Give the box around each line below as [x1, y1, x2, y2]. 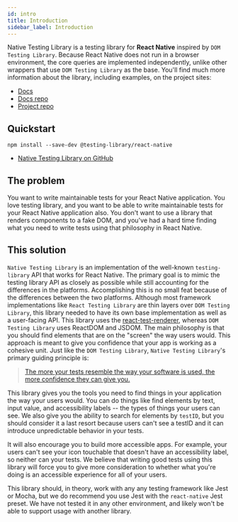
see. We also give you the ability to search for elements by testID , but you [7, 411, 225, 420]
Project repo [17, 102, 55, 111]
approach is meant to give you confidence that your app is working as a [7, 338, 217, 347]
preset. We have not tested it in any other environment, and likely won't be [7, 499, 225, 508]
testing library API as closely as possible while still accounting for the [7, 278, 209, 286]
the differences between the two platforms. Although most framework [7, 293, 211, 302]
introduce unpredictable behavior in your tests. [7, 426, 144, 435]
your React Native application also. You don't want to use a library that [7, 209, 212, 217]
